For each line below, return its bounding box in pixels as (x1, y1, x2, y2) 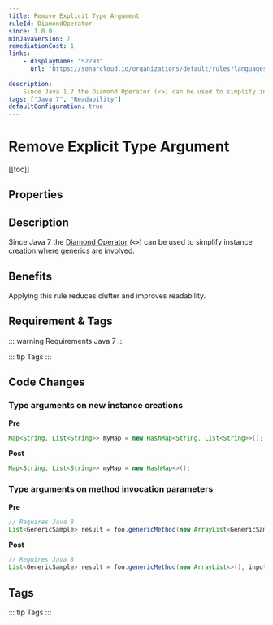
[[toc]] (8, 164, 30, 175)
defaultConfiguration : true (8, 102, 104, 111)
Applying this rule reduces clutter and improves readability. (8, 291, 206, 301)
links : (8, 50, 31, 58)
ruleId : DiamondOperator (8, 20, 93, 28)
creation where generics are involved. (8, 245, 136, 256)
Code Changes (8, 375, 85, 389)
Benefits (8, 269, 53, 283)
